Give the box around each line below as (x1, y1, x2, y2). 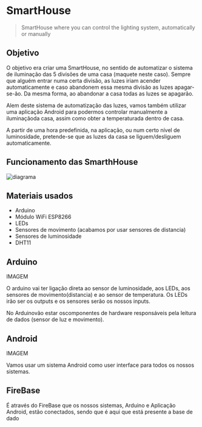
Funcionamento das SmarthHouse (6, 157, 138, 167)
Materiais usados (6, 190, 73, 201)
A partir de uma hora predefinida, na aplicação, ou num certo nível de (6, 126, 180, 134)
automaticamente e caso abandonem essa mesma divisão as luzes (6, 83, 173, 91)
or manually (21, 30, 51, 37)
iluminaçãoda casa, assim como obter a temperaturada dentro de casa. (6, 114, 184, 122)
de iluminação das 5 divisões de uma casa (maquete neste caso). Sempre (6, 71, 191, 78)
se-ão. (6, 89, 23, 97)
